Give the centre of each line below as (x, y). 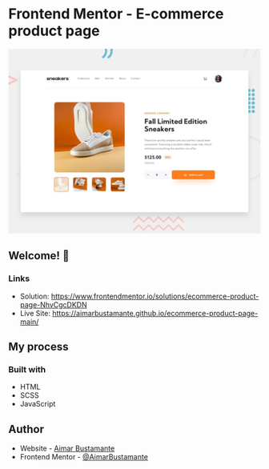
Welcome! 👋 (39, 256)
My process (38, 347)
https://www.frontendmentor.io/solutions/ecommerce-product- (155, 296)
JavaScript (38, 404)
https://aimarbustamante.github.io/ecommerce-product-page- (155, 313)
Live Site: (35, 313)
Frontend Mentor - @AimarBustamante (84, 457)
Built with (27, 370)
